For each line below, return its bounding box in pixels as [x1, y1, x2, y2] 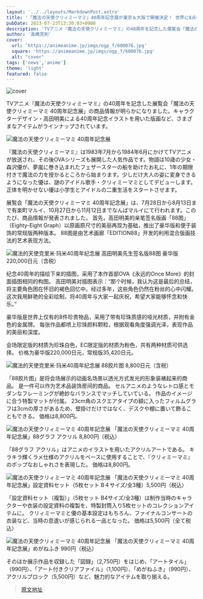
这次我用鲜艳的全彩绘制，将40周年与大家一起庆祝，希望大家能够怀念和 [6, 293, 182, 300]
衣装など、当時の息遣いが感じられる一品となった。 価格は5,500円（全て [6, 517, 186, 525]
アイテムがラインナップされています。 [16, 122, 111, 130]
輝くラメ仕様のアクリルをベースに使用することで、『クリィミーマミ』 [22, 454, 193, 461]
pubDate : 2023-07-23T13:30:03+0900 [6, 20, 96, 26]
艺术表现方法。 [16, 237, 54, 244]
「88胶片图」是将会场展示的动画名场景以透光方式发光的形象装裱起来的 [6, 375, 182, 382]
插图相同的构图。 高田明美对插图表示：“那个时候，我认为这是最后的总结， [11, 278, 196, 285]
